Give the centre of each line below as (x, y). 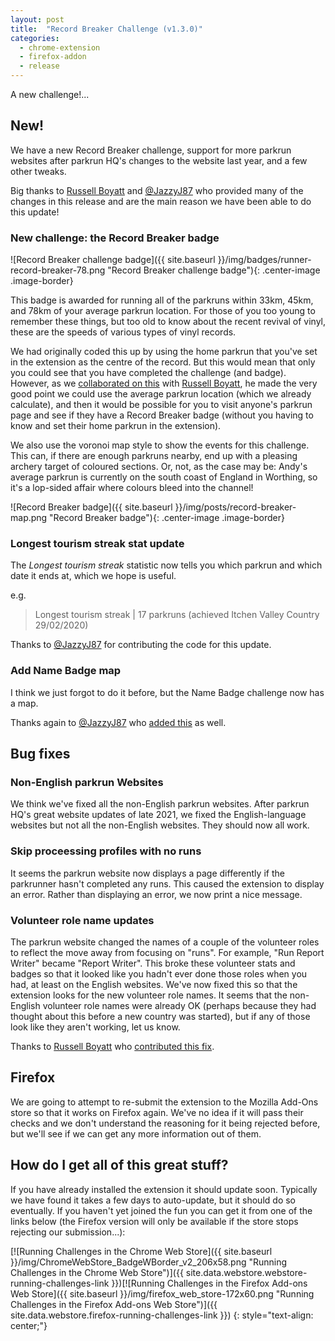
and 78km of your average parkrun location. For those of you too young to (163, 311)
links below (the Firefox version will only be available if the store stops (154, 1221)
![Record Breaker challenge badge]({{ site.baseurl (113, 260)
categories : (35, 38)
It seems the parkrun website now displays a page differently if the (147, 873)
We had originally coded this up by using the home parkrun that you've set (164, 352)
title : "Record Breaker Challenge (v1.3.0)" (106, 29)
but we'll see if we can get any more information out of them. (136, 1133)
